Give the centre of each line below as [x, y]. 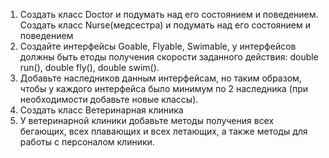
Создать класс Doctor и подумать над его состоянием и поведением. [169, 14]
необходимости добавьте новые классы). [109, 99]
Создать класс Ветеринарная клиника [101, 110]
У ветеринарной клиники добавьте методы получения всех [147, 120]
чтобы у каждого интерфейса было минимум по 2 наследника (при [163, 88]
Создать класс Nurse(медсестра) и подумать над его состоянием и [165, 25]
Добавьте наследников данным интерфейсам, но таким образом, [160, 78]
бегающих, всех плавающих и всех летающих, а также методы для [163, 131]
